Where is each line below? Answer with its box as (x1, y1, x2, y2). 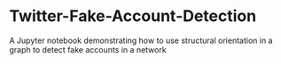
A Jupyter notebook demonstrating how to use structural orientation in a (9, 35, 273, 46)
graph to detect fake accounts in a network (9, 44, 167, 54)
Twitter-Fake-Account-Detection (9, 6, 257, 26)
